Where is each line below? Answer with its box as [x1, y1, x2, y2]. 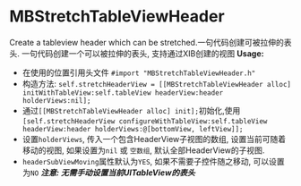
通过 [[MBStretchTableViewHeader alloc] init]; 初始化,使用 [21, 105, 241, 115]
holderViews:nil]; [21, 96, 91, 105]
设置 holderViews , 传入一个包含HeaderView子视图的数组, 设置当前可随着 [21, 133, 287, 144]
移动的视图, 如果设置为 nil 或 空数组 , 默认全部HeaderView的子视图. [21, 145, 265, 156]
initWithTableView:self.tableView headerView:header [21, 88, 224, 97]
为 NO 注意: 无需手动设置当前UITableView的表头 [21, 167, 195, 178]
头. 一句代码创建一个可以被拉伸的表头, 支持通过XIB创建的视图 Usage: [9, 47, 264, 59]
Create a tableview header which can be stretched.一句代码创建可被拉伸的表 [9, 37, 292, 47]
